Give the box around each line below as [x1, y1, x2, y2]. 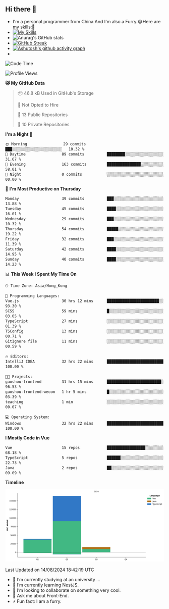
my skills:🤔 [12, 24, 35, 30]
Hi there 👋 [5, 5, 37, 14]
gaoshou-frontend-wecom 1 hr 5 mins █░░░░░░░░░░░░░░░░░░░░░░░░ [5, 389, 164, 394]
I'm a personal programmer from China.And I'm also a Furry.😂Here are [12, 18, 161, 24]
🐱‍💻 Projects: [5, 374, 33, 379]
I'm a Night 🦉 [5, 131, 33, 137]
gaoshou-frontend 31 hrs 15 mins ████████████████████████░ [5, 379, 164, 384]
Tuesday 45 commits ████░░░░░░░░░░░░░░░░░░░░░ [5, 206, 164, 211]
